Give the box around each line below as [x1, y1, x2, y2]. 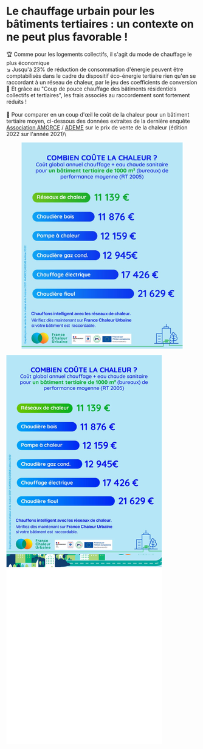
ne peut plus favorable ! [6, 30, 128, 44]
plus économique [6, 59, 50, 66]
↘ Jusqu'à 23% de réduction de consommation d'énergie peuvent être [6, 66, 184, 73]
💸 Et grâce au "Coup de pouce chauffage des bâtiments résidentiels [6, 85, 177, 92]
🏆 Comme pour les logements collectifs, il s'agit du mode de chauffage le [6, 50, 193, 58]
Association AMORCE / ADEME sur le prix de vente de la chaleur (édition [6, 123, 188, 131]
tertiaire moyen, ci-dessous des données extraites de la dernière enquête [6, 117, 190, 125]
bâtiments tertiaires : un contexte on [6, 17, 194, 31]
